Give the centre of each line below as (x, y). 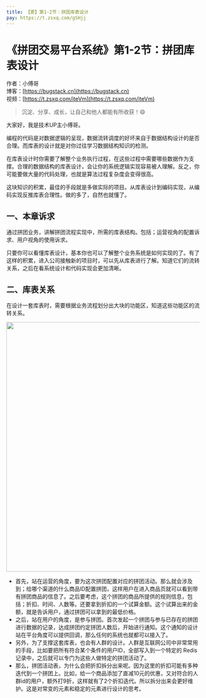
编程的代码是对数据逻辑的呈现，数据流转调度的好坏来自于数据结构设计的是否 (103, 138)
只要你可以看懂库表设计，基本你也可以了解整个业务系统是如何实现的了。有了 (103, 253)
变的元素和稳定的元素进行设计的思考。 (96, 689)
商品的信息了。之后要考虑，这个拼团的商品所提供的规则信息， (109, 597)
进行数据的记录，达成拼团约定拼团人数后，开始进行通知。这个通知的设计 (106, 627)
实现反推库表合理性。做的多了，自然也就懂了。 (71, 195)
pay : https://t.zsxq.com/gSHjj (46, 18)
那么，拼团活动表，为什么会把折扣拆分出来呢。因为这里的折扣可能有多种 (106, 666)
